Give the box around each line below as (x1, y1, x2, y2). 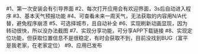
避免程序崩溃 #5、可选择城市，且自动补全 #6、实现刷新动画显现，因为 (16, 20, 188, 26)
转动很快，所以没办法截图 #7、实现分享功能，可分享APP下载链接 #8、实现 (6, 27, 187, 34)
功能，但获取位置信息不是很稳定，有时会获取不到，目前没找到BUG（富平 (11, 35, 189, 41)
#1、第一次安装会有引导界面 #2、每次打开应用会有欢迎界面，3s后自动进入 (6, 5, 186, 12)
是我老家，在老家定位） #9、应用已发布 (6, 42, 102, 49)
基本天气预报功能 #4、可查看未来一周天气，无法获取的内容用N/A (24, 12, 182, 19)
